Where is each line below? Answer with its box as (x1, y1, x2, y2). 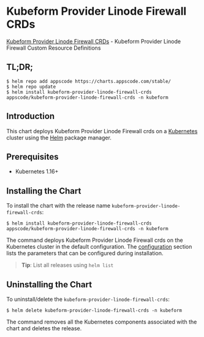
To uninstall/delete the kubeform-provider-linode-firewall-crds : (6, 296, 170, 303)
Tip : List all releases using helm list (21, 261, 114, 269)
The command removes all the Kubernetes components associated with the (6, 318, 197, 325)
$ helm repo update (6, 83, 56, 90)
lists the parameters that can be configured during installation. (6, 250, 164, 257)
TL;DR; (6, 62, 34, 72)
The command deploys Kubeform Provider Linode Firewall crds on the (6, 236, 183, 244)
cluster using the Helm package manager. (6, 134, 112, 141)
